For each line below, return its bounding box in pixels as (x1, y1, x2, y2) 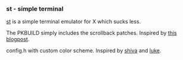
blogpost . (6, 36, 30, 43)
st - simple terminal (6, 5, 64, 13)
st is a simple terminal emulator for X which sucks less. (6, 18, 141, 25)
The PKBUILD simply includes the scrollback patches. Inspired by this (6, 29, 177, 36)
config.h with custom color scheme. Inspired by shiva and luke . (6, 47, 162, 54)
